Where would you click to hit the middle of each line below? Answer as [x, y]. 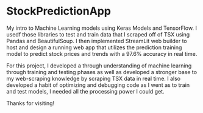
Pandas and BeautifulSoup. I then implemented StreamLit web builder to [97, 41]
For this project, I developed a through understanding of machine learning [99, 66]
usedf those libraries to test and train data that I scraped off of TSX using [98, 34]
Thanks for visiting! [30, 103]
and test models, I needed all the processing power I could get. [85, 91]
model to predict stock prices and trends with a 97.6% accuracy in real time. [102, 53]
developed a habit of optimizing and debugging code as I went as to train [98, 85]
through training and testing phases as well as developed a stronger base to [101, 72]
